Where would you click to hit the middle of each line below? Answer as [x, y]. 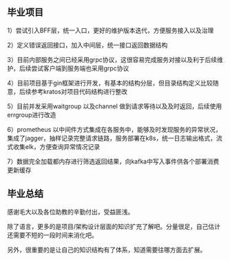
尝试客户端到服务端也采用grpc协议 [80, 68]
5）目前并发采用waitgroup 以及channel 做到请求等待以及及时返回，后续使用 [115, 106]
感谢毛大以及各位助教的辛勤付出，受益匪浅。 [71, 212]
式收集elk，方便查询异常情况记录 [54, 146]
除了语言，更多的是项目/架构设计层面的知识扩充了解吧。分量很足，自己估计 [114, 226]
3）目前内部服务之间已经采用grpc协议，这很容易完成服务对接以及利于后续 [112, 59]
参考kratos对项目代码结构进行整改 [79, 91]
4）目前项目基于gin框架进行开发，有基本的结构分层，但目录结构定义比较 [110, 83]
